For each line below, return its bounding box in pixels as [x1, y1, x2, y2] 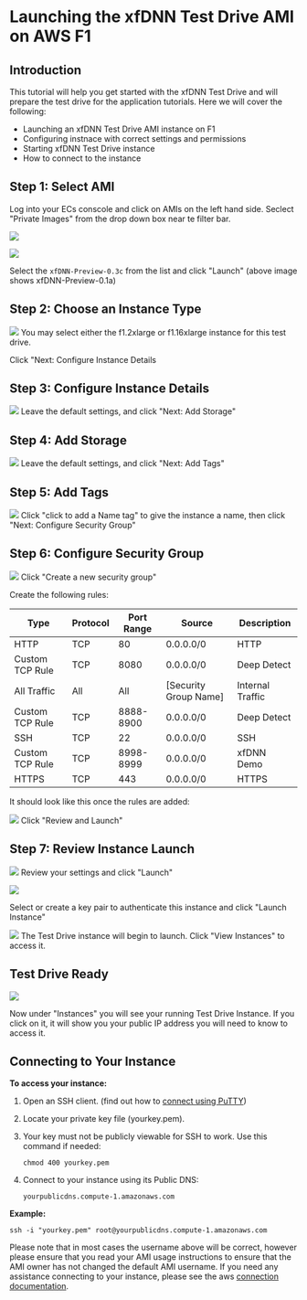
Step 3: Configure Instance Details [9, 381, 210, 397]
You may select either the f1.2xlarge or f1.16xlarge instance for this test [20, 326, 286, 337]
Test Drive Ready [9, 966, 110, 982]
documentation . [9, 1281, 69, 1292]
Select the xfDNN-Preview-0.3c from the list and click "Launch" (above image [9, 265, 298, 276]
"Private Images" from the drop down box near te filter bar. [9, 213, 231, 224]
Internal [237, 678, 270, 691]
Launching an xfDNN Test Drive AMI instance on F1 [22, 123, 216, 134]
